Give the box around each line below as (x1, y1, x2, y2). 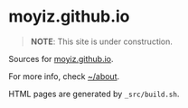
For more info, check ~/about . (8, 70, 120, 82)
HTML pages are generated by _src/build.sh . (8, 88, 180, 99)
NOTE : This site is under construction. (30, 36, 174, 47)
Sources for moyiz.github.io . (8, 53, 114, 64)
